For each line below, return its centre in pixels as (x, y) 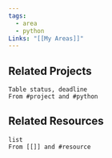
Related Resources (56, 121)
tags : (17, 16)
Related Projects (50, 71)
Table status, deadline (48, 89)
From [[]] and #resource (50, 147)
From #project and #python (53, 97)
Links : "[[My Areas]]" (46, 38)
